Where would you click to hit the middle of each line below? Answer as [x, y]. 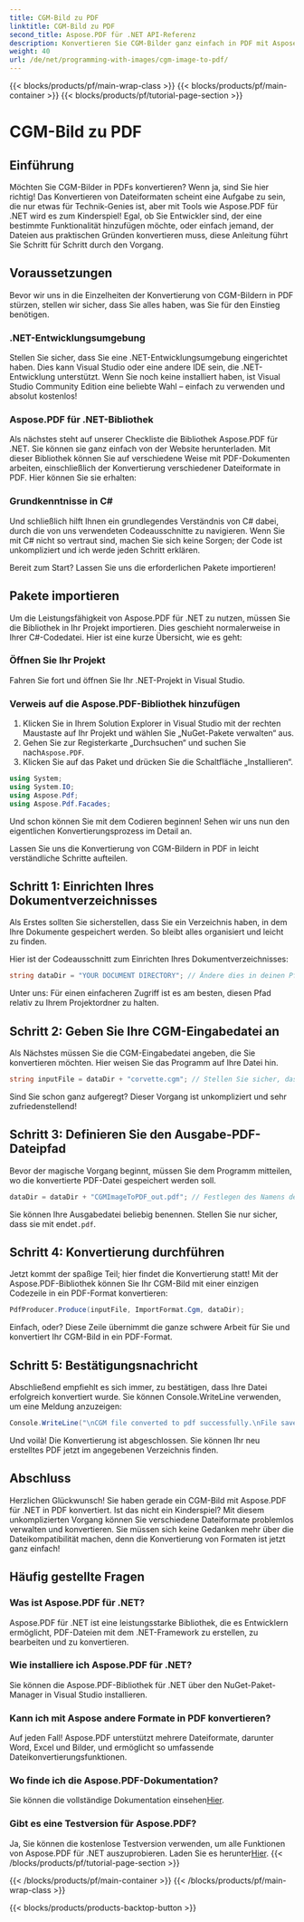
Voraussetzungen [61, 273]
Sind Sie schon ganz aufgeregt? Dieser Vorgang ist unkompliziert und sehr [148, 1096]
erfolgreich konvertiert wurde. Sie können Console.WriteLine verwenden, [145, 1397]
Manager [26, 1695]
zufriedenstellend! [43, 1106]
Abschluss [40, 1478]
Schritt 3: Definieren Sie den [90, 1135]
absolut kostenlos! [43, 396]
